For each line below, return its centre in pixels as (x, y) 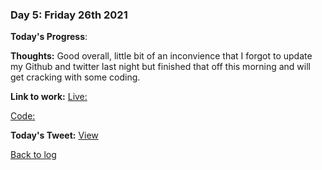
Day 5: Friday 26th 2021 (69, 15)
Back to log (33, 155)
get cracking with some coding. (75, 77)
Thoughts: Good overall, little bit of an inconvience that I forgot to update (161, 56)
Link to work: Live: (49, 97)
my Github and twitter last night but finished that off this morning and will (160, 67)
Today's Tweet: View (54, 135)
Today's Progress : (49, 37)
